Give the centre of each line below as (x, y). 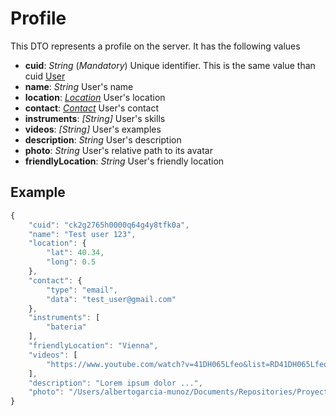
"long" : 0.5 (71, 262)
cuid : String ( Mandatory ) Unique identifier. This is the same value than (170, 65)
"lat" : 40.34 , (75, 253)
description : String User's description (103, 139)
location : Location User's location (95, 97)
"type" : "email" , (82, 290)
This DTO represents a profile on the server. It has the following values (155, 46)
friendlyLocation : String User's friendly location (124, 161)
